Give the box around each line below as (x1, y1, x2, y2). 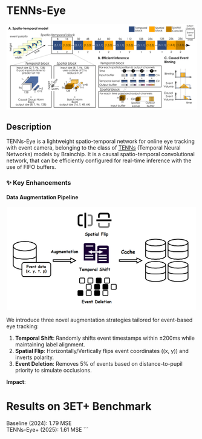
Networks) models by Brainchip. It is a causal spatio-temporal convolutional (6, 151, 195, 158)
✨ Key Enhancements (6, 179, 71, 187)
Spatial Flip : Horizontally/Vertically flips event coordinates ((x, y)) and (15, 347, 189, 354)
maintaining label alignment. (15, 340, 86, 348)
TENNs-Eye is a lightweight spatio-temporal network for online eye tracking (6, 137, 195, 145)
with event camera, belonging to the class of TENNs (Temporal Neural (6, 144, 181, 151)
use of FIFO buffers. (6, 163, 56, 171)
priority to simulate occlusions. (15, 366, 92, 374)
